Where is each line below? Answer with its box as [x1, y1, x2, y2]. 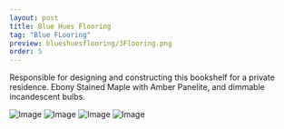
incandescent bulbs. [9, 92, 86, 103]
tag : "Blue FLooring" [9, 30, 92, 39]
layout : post [9, 13, 59, 23]
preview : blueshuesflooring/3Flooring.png [9, 38, 172, 48]
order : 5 [9, 47, 43, 56]
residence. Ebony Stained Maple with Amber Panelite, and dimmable [9, 82, 265, 93]
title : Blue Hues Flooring [9, 22, 112, 31]
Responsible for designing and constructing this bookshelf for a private [9, 72, 275, 83]
